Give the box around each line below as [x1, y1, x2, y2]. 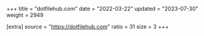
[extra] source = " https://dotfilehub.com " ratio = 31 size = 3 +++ [6, 23, 169, 30]
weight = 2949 [6, 11, 44, 19]
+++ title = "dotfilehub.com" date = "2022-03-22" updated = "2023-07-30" [6, 5, 198, 12]
